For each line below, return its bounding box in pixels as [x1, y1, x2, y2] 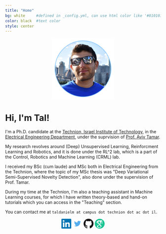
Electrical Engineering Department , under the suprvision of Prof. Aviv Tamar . [5, 134, 161, 140]
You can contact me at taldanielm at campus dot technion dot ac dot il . [5, 209, 158, 215]
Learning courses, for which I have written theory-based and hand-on [5, 194, 147, 200]
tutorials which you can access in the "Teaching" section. [5, 199, 122, 205]
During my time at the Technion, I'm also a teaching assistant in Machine [5, 189, 153, 195]
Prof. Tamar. [5, 179, 30, 185]
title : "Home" [5, 8, 35, 13]
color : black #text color [5, 18, 61, 23]
